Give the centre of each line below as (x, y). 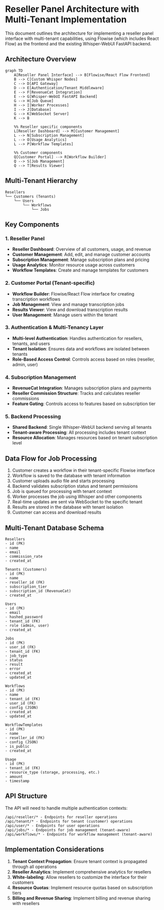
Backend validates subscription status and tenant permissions (75, 486)
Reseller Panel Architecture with (72, 9)
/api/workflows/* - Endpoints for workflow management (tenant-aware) (79, 834)
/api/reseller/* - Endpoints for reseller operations (61, 817)
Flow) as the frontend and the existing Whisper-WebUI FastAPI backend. (78, 43)
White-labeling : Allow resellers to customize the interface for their (80, 877)
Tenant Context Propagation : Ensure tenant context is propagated (80, 861)
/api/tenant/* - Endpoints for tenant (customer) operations (69, 821)
